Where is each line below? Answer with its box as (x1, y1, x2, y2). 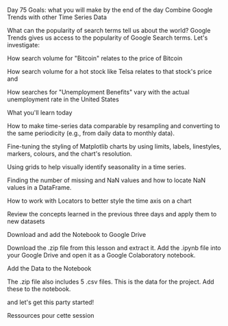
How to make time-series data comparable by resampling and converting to (7, 122, 220, 129)
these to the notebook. (7, 285, 71, 293)
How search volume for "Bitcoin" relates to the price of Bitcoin (7, 54, 183, 62)
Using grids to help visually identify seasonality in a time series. (7, 163, 186, 171)
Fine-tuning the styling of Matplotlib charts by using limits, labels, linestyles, (7, 142, 222, 150)
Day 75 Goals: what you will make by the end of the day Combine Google (7, 6, 213, 14)
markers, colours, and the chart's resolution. (7, 150, 132, 158)
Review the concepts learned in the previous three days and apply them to (7, 210, 217, 218)
